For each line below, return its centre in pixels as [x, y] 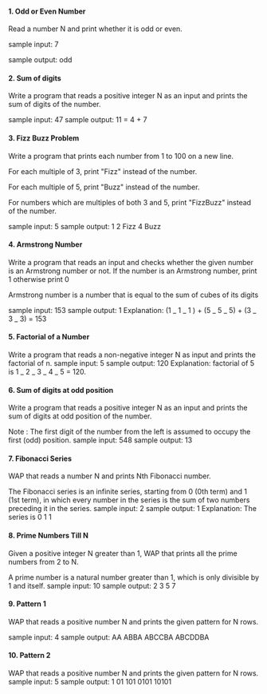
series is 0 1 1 [30, 517]
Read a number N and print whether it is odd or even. [96, 29]
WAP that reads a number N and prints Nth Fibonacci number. [110, 476]
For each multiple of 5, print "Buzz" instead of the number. [104, 187]
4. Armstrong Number [45, 244]
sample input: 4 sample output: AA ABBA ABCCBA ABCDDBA [109, 637]
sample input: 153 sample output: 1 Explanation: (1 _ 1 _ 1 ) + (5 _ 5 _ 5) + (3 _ [132, 310]
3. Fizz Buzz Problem [44, 138]
